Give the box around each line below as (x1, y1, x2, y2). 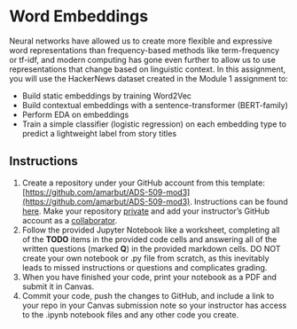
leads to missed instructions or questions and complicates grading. (21, 262, 268, 272)
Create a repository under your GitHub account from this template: (21, 177, 266, 188)
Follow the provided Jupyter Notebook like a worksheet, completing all (21, 224, 280, 235)
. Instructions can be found (189, 196, 288, 207)
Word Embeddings (9, 6, 149, 27)
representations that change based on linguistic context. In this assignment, (9, 64, 286, 74)
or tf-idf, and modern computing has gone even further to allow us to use (9, 54, 277, 65)
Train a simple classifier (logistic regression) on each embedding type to (21, 118, 286, 129)
